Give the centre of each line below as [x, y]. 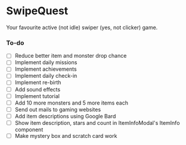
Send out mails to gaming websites [58, 109]
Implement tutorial [37, 96]
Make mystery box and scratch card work [66, 135]
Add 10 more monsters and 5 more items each [72, 103]
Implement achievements [46, 69]
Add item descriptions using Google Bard [65, 116]
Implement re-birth [38, 83]
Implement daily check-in [46, 76]
